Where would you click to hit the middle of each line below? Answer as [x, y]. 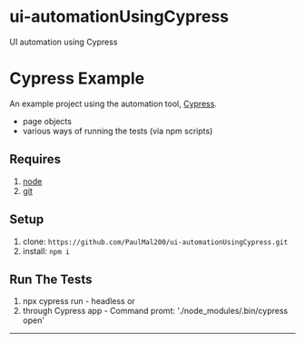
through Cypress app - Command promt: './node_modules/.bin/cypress [155, 311]
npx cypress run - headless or [79, 301]
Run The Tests [51, 279]
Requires [35, 159]
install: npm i [46, 250]
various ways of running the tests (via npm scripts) [118, 131]
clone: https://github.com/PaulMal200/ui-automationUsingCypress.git [155, 241]
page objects [47, 121]
